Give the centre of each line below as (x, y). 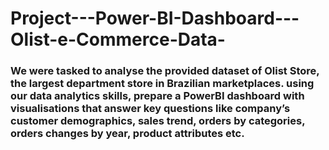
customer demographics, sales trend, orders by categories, (158, 121)
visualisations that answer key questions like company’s (150, 109)
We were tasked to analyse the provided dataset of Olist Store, (165, 71)
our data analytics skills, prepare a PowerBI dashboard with (157, 96)
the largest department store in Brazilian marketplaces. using (162, 84)
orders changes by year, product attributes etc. (127, 134)
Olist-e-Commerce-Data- (118, 39)
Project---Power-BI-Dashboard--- (155, 18)
